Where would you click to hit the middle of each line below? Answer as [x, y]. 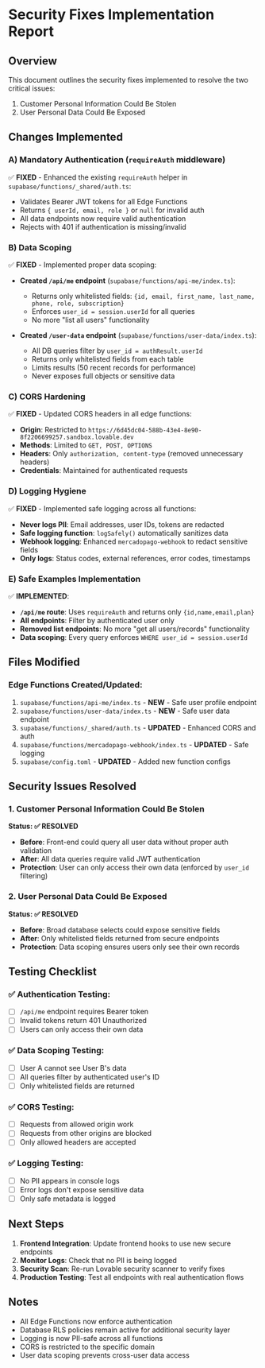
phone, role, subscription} [78, 304]
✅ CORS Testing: [41, 1106]
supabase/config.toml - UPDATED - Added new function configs [125, 762]
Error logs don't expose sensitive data [82, 1189]
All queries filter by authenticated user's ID [90, 1077]
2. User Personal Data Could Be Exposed [88, 897]
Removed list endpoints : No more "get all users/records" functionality [134, 629]
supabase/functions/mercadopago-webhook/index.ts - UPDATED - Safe [134, 744]
